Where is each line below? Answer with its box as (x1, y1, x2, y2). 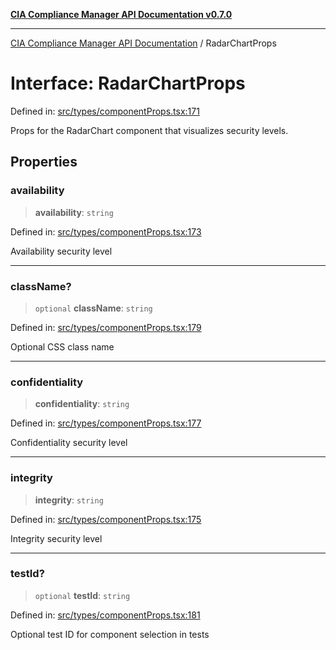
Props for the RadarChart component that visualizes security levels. (10, 124, 289, 136)
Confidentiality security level (10, 437, 128, 449)
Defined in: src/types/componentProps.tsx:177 (10, 417, 202, 429)
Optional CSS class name (10, 340, 115, 353)
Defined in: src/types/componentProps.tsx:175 (10, 513, 202, 525)
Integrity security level (10, 532, 103, 544)
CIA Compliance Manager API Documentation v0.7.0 (10, 9, 233, 20)
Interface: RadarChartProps (10, 72, 246, 95)
